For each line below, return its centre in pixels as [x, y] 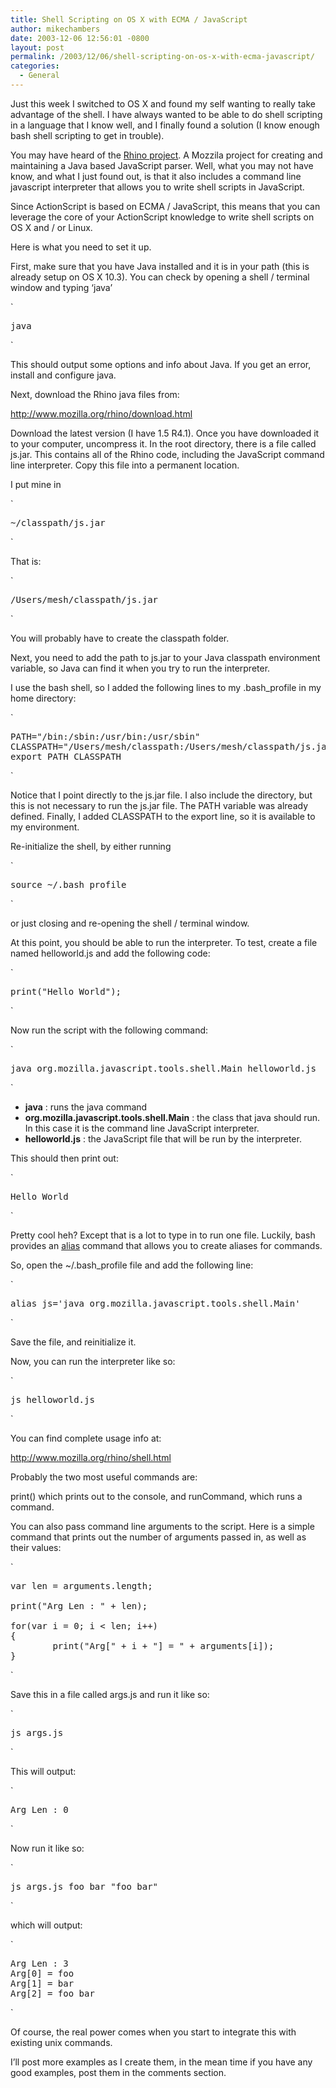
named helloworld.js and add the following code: [110, 953]
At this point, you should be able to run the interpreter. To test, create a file [164, 942]
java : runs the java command [86, 1107]
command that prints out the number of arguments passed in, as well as [158, 1537]
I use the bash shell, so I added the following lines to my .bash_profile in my [166, 687]
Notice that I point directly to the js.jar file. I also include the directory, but [161, 795]
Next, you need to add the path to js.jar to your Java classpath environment [165, 657]
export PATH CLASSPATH [66, 756]
